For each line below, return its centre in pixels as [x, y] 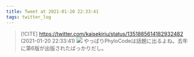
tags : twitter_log [29, 17]
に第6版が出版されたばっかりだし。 [64, 48]
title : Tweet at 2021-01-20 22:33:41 [52, 11]
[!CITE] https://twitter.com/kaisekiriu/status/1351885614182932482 [102, 33]
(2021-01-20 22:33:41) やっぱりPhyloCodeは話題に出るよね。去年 [104, 41]
